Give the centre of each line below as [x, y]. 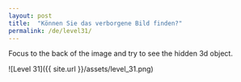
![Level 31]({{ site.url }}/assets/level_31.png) [81, 69]
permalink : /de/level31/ [50, 31]
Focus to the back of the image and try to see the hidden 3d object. [120, 54]
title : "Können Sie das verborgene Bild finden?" [95, 23]
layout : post [30, 16]
